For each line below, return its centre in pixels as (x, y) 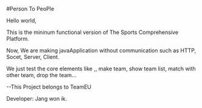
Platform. (18, 39)
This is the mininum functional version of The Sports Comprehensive (92, 32)
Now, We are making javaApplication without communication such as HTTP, (101, 50)
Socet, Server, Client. (33, 57)
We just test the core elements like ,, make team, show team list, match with (101, 69)
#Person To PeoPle (30, 9)
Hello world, (21, 20)
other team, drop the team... (41, 75)
